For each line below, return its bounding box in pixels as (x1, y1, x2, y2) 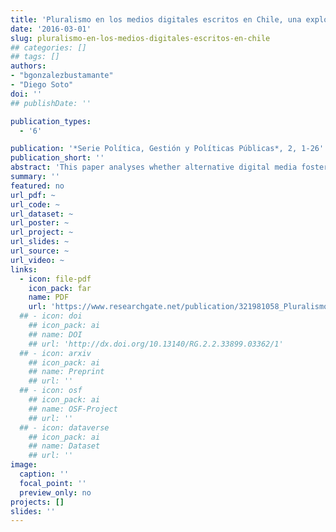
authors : (10, 61, 47, 71)
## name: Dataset (28, 441, 101, 451)
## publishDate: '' (10, 98, 92, 108)
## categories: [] (10, 42, 87, 53)
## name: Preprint (28, 367, 105, 377)
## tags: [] (10, 52, 60, 62)
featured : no (10, 181, 65, 191)
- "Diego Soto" (10, 80, 74, 90)
